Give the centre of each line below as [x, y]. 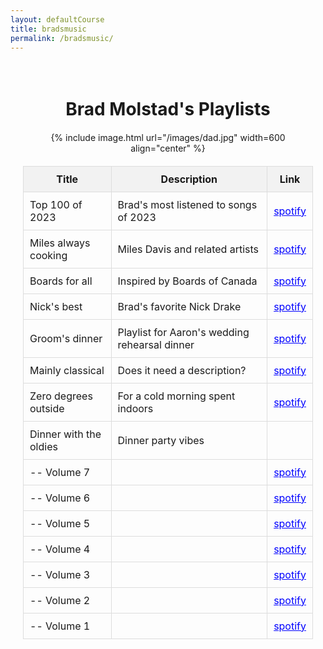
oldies [43, 446]
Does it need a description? [182, 370]
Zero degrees [61, 396]
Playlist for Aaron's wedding [183, 332]
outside [47, 408]
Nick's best [56, 306]
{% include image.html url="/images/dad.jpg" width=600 [168, 137]
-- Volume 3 [60, 574]
